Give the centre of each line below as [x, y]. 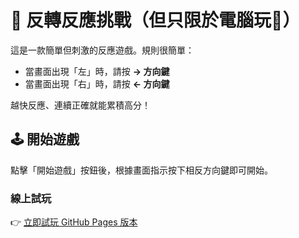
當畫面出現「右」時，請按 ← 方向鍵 [97, 83]
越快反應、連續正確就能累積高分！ [80, 105]
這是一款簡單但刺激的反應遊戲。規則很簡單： [102, 50]
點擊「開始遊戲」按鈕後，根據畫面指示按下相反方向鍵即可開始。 [141, 170]
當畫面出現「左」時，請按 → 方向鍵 [97, 71]
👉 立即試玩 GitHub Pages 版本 [74, 222]
